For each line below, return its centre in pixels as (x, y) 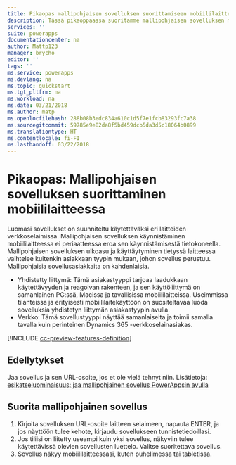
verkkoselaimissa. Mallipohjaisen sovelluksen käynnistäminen (96, 236)
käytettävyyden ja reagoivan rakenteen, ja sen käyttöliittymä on (109, 287)
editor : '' (23, 60)
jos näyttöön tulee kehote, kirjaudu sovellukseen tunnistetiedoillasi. (114, 431)
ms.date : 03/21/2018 (38, 106)
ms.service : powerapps (40, 72)
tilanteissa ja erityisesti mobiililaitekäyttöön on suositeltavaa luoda (113, 302)
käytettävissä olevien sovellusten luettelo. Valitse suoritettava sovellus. (120, 446)
